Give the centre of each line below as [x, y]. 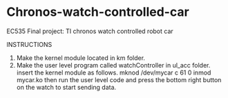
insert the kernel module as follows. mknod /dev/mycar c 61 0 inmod [114, 72]
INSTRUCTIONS [29, 44]
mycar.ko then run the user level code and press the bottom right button [119, 79]
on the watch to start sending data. [66, 87]
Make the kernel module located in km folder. [81, 58]
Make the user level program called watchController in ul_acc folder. [113, 65]
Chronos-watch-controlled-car [98, 12]
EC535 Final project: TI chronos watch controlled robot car [90, 31]
